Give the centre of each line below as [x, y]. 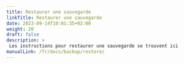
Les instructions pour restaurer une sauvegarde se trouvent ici [94, 46]
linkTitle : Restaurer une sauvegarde [54, 18]
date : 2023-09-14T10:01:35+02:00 [49, 23]
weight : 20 [20, 29]
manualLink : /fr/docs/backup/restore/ [55, 52]
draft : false [23, 35]
